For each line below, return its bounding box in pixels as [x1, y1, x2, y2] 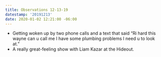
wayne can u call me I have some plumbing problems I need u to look [12, 35, 155, 41]
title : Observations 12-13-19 [5, 7, 68, 12]
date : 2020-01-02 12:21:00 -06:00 [5, 16, 77, 21]
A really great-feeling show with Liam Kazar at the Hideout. [12, 46, 134, 52]
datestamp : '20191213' [5, 12, 52, 17]
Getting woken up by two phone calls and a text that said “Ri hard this [12, 30, 156, 36]
